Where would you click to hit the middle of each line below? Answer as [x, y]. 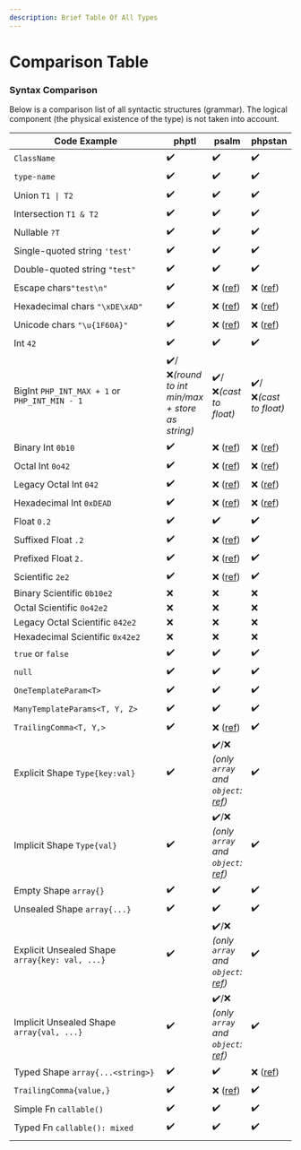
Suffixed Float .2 [49, 540]
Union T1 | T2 [43, 195]
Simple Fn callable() [59, 1109]
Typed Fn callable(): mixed [74, 1128]
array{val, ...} [48, 1032]
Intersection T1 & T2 [56, 213]
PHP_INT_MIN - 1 [48, 401]
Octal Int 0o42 [42, 465]
